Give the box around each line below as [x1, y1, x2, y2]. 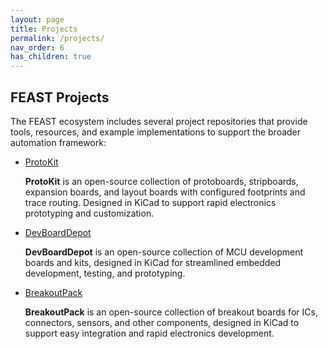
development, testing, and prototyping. [24, 267, 186, 279]
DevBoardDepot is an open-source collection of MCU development [24, 246, 303, 258]
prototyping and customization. [24, 207, 155, 219]
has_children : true [10, 52, 92, 62]
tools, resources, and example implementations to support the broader [10, 126, 302, 138]
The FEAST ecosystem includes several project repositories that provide [10, 115, 308, 127]
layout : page [10, 14, 65, 25]
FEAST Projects [10, 89, 110, 106]
